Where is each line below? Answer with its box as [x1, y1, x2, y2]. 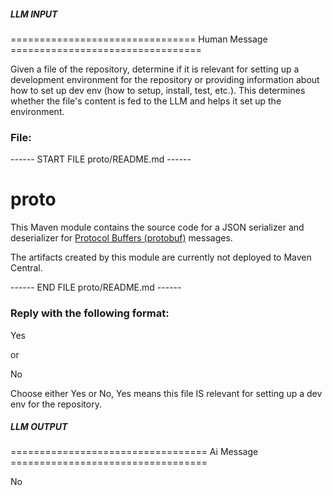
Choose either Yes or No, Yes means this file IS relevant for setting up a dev [10, 387, 323, 399]
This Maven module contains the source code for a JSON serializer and [10, 221, 305, 234]
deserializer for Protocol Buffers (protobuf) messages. [10, 232, 233, 244]
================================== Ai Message [10, 446, 259, 458]
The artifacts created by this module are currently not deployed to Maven [10, 251, 312, 264]
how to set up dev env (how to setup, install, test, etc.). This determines [10, 84, 306, 96]
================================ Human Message [10, 33, 268, 45]
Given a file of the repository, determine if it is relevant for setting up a [10, 63, 300, 75]
